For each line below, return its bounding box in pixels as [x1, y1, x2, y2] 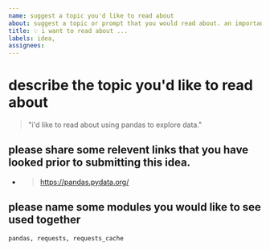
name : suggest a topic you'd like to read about [8, 11, 174, 20]
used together [8, 213, 81, 227]
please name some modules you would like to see [8, 200, 261, 214]
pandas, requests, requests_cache [8, 234, 125, 242]
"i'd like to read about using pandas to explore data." [27, 120, 202, 129]
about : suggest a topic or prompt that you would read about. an [8, 19, 231, 27]
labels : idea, [8, 34, 56, 43]
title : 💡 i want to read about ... [8, 27, 129, 35]
